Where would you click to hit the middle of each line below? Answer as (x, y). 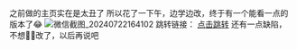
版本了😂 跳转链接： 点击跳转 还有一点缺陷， (148, 24)
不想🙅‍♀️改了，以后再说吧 (54, 35)
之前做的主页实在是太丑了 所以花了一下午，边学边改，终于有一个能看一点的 (149, 13)
